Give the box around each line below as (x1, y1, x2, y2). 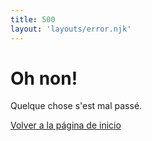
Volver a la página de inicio (10, 119, 122, 131)
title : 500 (10, 14, 56, 25)
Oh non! (10, 67, 78, 90)
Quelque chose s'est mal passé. (10, 100, 143, 112)
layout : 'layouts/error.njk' (10, 24, 132, 34)
